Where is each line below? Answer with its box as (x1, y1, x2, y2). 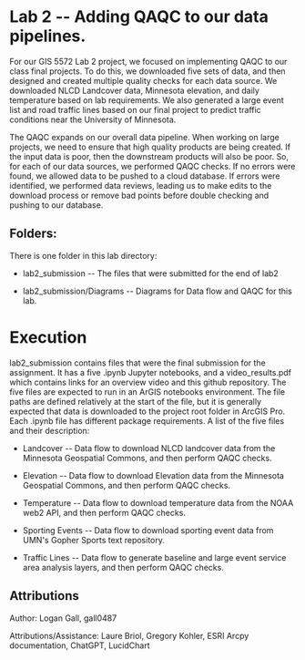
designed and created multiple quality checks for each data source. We (9, 75, 278, 86)
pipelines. (9, 26, 86, 46)
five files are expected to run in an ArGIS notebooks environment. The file (9, 386, 285, 397)
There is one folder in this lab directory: (9, 250, 158, 261)
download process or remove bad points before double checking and (9, 190, 269, 201)
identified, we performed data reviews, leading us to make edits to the (9, 180, 272, 191)
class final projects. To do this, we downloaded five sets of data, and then (9, 66, 286, 77)
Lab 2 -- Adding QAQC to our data (9, 6, 269, 27)
